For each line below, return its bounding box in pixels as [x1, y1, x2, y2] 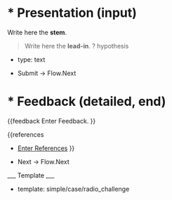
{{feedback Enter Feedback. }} [7, 116, 96, 125]
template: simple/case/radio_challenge [17, 185, 130, 193]
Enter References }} [17, 144, 75, 152]
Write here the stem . [7, 28, 67, 36]
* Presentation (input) [7, 5, 137, 21]
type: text [17, 55, 46, 64]
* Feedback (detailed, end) [7, 93, 166, 109]
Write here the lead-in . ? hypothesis [24, 41, 129, 50]
